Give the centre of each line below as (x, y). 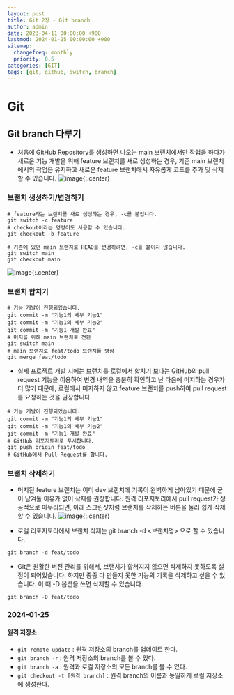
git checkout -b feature (43, 234)
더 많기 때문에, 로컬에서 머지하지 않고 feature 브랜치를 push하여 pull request (122, 388)
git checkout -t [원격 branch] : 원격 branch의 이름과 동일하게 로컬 (111, 675)
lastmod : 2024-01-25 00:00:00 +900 (59, 40)
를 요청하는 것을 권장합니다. (55, 397)
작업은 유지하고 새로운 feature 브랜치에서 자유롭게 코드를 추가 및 (123, 169)
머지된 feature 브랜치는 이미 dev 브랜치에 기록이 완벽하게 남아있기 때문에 (116, 490)
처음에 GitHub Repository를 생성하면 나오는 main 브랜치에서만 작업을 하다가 (121, 152)
